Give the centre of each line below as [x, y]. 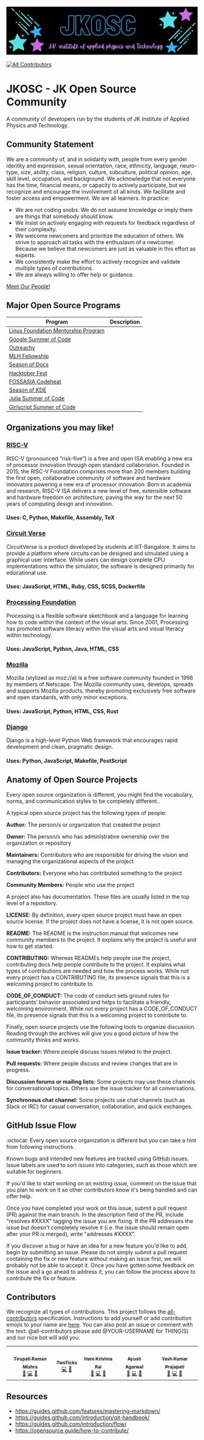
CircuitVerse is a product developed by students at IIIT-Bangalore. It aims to [101, 546]
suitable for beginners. [35, 1171]
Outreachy [22, 347]
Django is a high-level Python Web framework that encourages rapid [92, 740]
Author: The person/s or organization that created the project [83, 824]
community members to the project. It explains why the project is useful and [101, 939]
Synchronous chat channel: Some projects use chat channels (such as [96, 1099]
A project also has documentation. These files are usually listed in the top [98, 897]
